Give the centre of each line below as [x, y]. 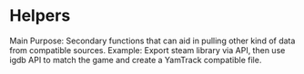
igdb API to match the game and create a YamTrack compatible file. [136, 60]
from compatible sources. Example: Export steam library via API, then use [147, 50]
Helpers [40, 16]
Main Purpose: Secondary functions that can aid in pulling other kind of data [152, 41]
